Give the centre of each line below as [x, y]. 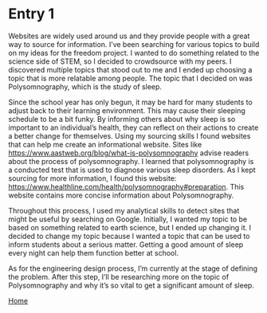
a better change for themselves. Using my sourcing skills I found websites [130, 135]
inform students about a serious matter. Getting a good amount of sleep [126, 245]
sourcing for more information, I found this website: [92, 178]
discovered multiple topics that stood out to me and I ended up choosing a [130, 69]
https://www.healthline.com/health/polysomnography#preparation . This [126, 186]
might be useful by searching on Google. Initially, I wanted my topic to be [128, 219]
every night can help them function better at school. [94, 252]
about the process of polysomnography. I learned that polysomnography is [131, 161]
